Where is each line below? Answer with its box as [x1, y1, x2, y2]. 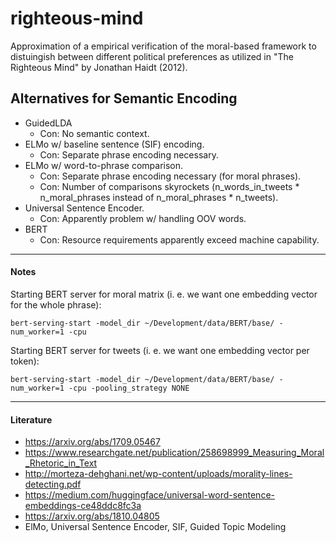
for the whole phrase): [10, 298, 102, 311]
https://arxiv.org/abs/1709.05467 [24, 436, 161, 448]
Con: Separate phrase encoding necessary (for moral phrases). [39, 170, 302, 182]
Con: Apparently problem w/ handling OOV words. [39, 212, 247, 224]
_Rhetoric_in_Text [24, 457, 98, 469]
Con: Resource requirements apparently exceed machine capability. [39, 233, 320, 246]
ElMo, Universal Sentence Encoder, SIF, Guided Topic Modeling [24, 521, 287, 533]
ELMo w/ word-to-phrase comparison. [24, 159, 184, 171]
